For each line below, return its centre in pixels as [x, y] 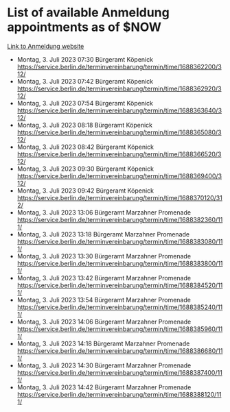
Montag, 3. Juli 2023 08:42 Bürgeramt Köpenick [85, 147]
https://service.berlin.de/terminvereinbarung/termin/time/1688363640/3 [119, 110]
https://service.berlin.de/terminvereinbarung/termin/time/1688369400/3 [119, 175]
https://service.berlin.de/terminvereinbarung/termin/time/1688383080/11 [120, 241]
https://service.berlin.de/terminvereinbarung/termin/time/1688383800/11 [120, 263]
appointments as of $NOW [84, 27]
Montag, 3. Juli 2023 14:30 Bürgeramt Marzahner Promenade [104, 365]
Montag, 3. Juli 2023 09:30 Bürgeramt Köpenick [85, 169]
